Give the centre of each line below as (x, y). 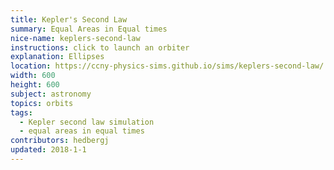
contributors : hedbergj (60, 141)
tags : (21, 112)
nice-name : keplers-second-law (75, 38)
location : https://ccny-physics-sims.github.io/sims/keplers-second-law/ (167, 66)
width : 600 (33, 76)
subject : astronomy (51, 94)
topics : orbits (42, 103)
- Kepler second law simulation (87, 122)
